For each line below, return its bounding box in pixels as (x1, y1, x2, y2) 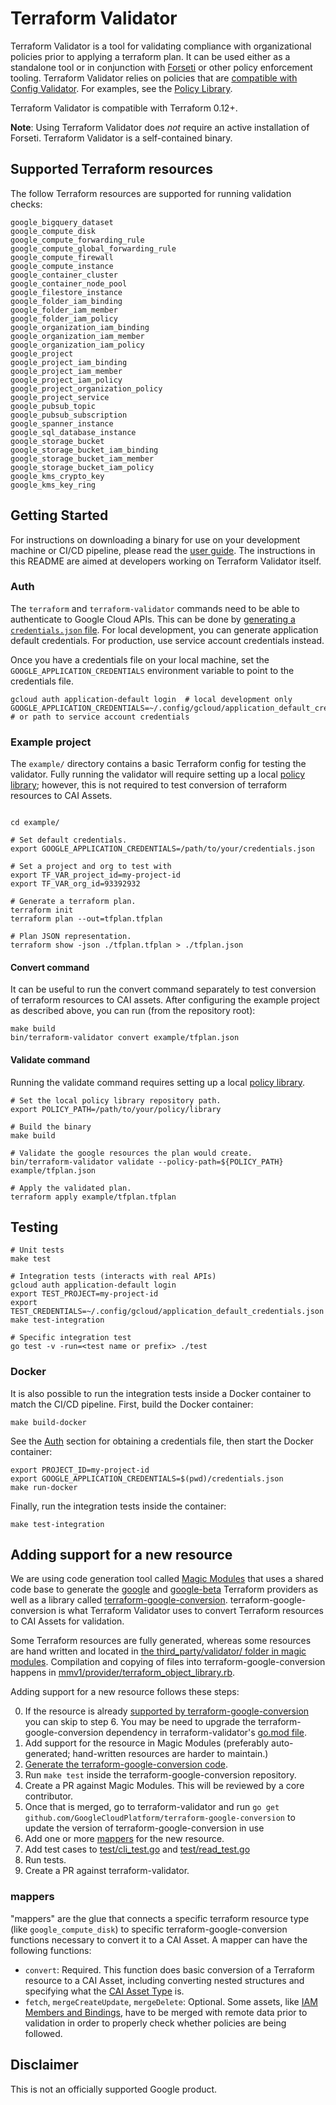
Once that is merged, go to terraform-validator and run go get (24, 1801, 280, 1813)
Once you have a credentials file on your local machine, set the (10, 653, 270, 666)
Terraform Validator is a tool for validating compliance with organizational (10, 40, 312, 52)
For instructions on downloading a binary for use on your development (10, 533, 301, 546)
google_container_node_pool (10, 278, 128, 289)
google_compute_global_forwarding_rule (10, 243, 177, 254)
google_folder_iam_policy (10, 313, 118, 324)
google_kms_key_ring (10, 480, 97, 490)
